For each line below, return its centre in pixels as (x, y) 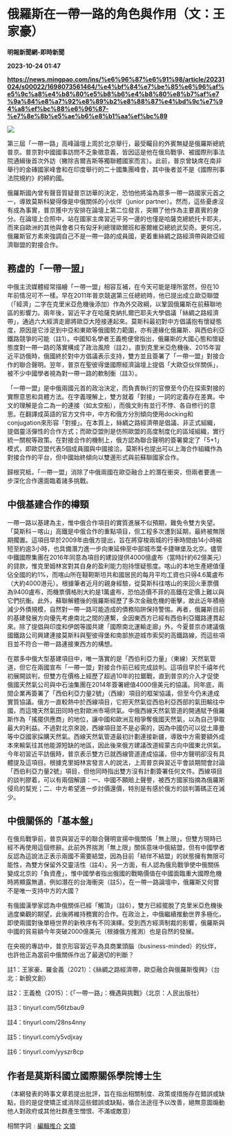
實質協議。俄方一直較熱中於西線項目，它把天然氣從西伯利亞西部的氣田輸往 (113, 702)
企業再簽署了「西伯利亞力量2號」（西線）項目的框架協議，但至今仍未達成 (116, 693)
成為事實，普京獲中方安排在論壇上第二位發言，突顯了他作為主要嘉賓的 (113, 210)
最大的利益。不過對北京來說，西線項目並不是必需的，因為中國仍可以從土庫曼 (116, 727)
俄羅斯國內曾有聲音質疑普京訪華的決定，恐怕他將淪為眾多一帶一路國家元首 (113, 193)
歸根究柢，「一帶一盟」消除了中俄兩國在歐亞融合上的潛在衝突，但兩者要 (108, 472)
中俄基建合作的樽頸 (48, 505)
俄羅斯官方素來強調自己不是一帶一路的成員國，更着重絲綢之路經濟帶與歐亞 (113, 236)
